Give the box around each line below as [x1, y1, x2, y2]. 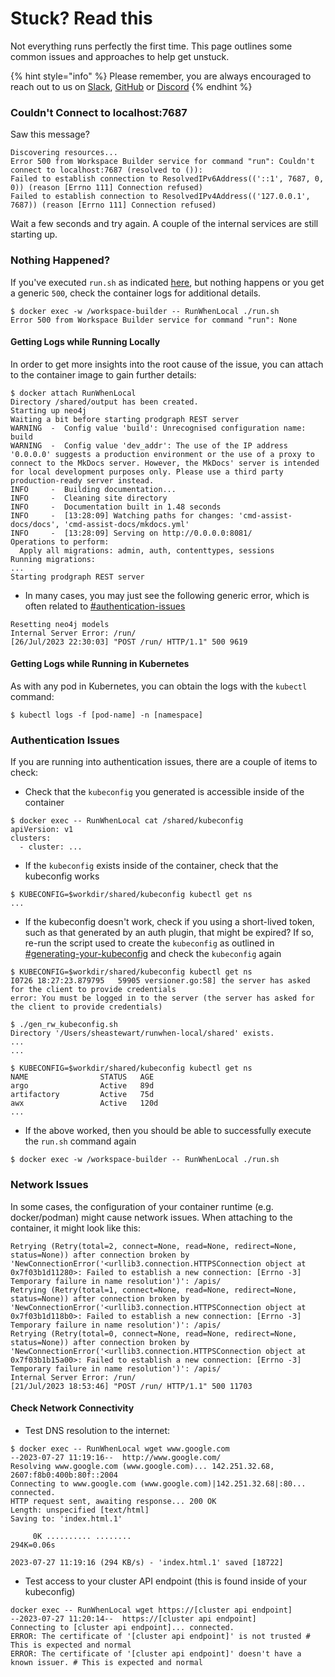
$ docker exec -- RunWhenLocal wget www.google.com [10, 1443, 230, 1454]
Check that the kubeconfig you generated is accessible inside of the [24, 786, 305, 798]
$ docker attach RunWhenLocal [10, 388, 137, 398]
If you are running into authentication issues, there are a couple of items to [10, 756, 318, 768]
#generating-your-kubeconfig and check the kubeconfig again [24, 948, 282, 960]
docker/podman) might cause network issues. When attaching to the [10, 1211, 293, 1223]
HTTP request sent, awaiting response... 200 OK [10, 1496, 217, 1506]
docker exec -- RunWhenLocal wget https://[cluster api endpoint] [10, 1605, 293, 1615]
